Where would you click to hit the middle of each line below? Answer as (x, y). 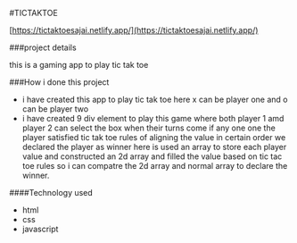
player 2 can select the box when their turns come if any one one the (149, 128)
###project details (43, 47)
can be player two (55, 109)
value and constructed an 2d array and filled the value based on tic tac (152, 156)
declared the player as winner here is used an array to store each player (154, 147)
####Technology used (51, 193)
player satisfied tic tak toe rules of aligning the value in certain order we (154, 137)
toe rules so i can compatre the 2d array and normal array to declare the (155, 166)
